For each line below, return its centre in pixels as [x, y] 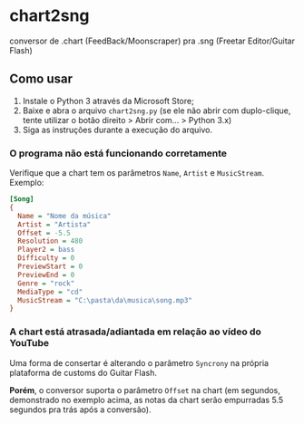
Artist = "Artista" [54, 224]
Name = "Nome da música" [64, 216]
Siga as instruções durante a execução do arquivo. [118, 130]
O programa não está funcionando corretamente [118, 153]
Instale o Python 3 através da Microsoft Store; [108, 101]
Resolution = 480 [50, 241]
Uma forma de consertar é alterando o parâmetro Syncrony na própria [139, 362]
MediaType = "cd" [50, 292]
